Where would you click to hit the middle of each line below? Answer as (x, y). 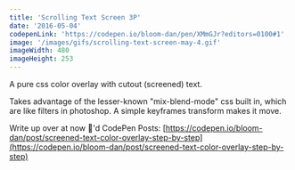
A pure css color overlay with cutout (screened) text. (106, 84)
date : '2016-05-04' (45, 26)
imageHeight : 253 (41, 59)
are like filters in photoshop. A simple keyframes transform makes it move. (146, 111)
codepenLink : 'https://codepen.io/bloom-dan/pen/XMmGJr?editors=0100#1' (147, 34)
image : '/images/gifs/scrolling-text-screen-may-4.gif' (115, 42)
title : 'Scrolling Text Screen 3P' (75, 17)
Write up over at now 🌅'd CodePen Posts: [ (88, 128)
